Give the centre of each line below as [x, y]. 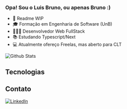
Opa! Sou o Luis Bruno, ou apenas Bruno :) [58, 8]
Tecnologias [25, 72]
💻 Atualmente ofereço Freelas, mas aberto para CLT [67, 45]
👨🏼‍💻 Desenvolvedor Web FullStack [49, 31]
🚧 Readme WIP [28, 19]
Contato [18, 89]
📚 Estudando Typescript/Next [44, 37]
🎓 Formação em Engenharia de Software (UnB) [62, 24]
